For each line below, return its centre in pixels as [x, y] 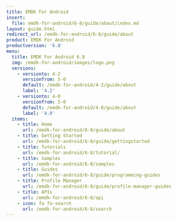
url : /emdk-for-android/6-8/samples [68, 164]
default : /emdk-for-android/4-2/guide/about [79, 85]
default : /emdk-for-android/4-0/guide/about [79, 107]
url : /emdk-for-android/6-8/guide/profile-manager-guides [97, 186]
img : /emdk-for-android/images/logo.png [63, 62]
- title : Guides [38, 170]
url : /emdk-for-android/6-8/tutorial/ [71, 153]
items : [20, 119]
